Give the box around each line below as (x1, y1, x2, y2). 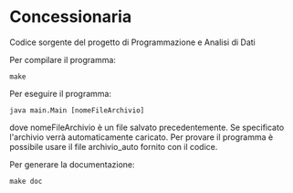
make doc (9, 177, 43, 186)
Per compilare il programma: (9, 54, 117, 65)
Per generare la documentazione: (9, 158, 135, 170)
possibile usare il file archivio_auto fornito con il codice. (9, 141, 218, 152)
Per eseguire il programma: (9, 88, 112, 99)
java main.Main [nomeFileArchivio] (9, 105, 145, 115)
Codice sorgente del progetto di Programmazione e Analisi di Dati (9, 37, 256, 48)
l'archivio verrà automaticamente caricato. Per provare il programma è (9, 131, 274, 143)
